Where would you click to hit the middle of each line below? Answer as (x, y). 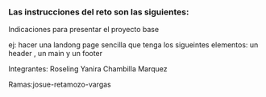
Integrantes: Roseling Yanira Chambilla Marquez (88, 69)
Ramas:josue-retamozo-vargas (60, 85)
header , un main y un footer (56, 54)
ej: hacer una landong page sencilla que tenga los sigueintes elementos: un (133, 45)
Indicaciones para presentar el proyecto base (84, 30)
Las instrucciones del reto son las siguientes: (99, 12)
